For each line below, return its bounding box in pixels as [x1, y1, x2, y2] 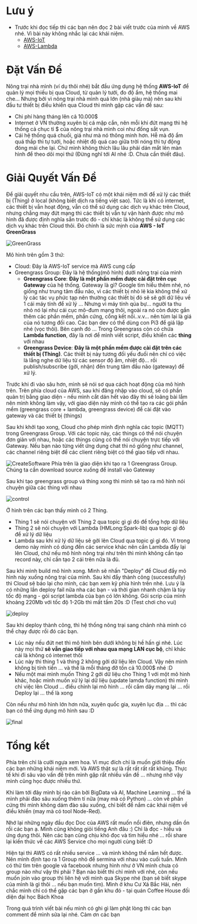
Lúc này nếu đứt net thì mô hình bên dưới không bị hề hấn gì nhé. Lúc [14, 639, 183, 646]
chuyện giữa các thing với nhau [6, 484, 82, 491]
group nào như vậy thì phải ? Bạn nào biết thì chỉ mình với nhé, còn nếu [6, 868, 178, 875]
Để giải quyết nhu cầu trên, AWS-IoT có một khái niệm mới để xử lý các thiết [6, 191, 191, 198]
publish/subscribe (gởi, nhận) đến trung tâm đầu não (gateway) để [23, 363, 185, 370]
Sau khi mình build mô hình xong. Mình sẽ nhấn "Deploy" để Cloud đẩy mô [6, 567, 186, 574]
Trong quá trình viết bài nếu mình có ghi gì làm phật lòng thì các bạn [6, 905, 172, 912]
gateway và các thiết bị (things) [6, 412, 82, 419]
